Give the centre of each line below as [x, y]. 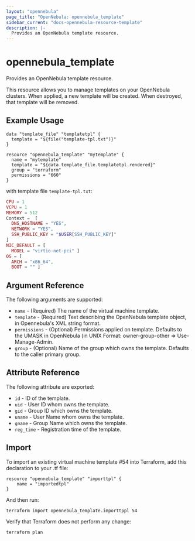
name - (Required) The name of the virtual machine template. [87, 311]
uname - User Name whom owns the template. [69, 417]
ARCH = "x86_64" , [32, 262]
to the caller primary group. [47, 354]
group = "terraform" [36, 170]
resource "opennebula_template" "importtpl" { [64, 479]
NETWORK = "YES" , [32, 229]
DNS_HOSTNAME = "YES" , [39, 224]
